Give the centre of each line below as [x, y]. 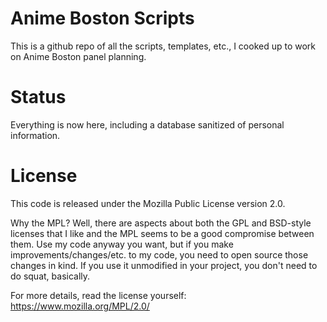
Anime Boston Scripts [102, 18]
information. [35, 135]
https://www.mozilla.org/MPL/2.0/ [80, 306]
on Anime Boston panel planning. [78, 56]
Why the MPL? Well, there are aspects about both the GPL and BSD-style [161, 223]
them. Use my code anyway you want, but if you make [122, 244]
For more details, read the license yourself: [98, 295]
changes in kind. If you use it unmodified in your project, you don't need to [164, 265]
